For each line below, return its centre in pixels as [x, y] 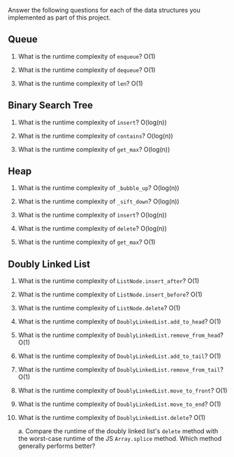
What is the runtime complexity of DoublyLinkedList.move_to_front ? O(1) [123, 391]
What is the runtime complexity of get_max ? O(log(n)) [94, 149]
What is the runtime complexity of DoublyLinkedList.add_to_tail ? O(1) [119, 356]
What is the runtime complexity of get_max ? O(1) [87, 242]
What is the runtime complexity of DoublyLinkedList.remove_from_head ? [121, 335]
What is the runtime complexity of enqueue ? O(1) [87, 56]
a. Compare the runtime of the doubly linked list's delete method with [118, 431]
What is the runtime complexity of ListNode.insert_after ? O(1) [109, 281]
